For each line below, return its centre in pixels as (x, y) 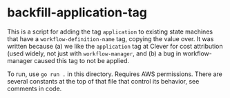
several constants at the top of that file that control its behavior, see (103, 81)
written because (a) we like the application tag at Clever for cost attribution (115, 46)
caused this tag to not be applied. (82, 60)
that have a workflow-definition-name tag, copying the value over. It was (111, 38)
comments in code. (35, 88)
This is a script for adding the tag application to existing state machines (110, 32)
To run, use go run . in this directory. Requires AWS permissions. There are (115, 74)
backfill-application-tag (77, 13)
